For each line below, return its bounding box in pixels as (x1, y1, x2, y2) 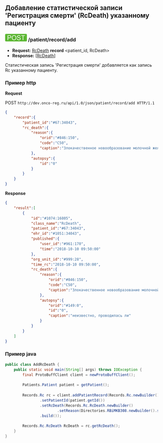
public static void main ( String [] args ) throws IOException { (14, 367, 142, 372)
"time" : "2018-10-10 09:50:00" (39, 247, 101, 251)
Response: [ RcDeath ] (12, 53, 56, 58)
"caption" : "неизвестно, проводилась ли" (48, 313, 131, 318)
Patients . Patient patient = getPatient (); (22, 383, 110, 388)
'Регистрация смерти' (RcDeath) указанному (5, 12, 149, 20)
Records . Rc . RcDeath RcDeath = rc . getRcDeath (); (22, 424, 120, 428)
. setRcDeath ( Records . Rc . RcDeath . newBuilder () (39, 403, 133, 408)
